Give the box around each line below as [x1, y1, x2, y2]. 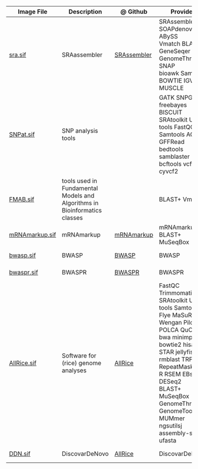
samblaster [159, 153, 190, 160]
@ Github [120, 8, 147, 15]
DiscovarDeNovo [61, 450, 109, 458]
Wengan [159, 319, 182, 326]
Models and [61, 192, 95, 199]
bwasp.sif [9, 251, 37, 259]
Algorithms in [61, 199, 99, 207]
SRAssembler [114, 51, 152, 58]
